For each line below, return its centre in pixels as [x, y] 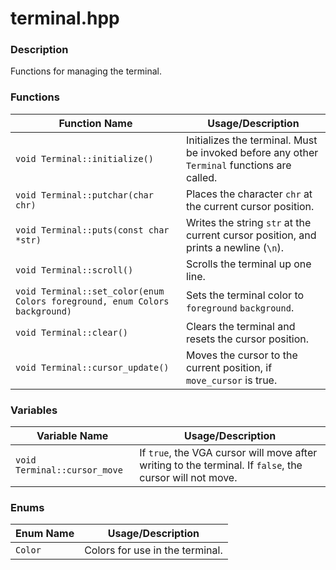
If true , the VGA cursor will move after [228, 453]
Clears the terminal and [240, 326]
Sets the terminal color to [245, 295]
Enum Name [45, 534]
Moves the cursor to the [241, 355]
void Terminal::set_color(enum [90, 291]
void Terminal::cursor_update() [92, 367]
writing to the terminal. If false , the [221, 465]
